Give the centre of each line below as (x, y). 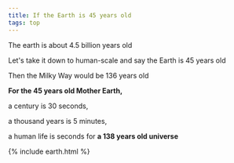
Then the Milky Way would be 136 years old (79, 75)
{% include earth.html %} (49, 151)
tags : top (24, 23)
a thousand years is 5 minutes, (58, 121)
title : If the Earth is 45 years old (70, 15)
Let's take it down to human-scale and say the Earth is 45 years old (117, 60)
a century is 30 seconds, (48, 106)
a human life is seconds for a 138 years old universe (93, 136)
